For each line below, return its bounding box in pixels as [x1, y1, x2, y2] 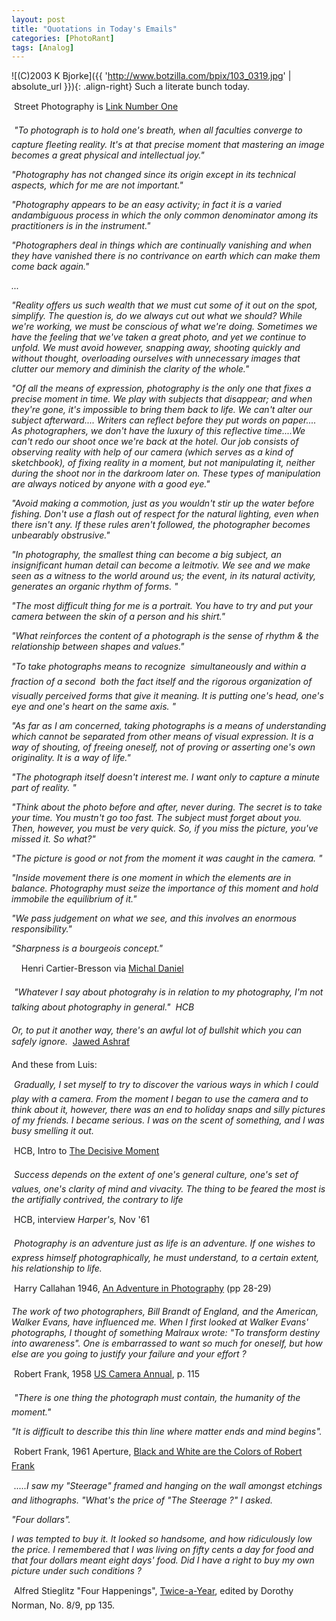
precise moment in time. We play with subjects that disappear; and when [11, 393, 313, 405]
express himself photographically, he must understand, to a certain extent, [11, 1252, 320, 1264]
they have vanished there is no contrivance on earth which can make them [11, 250, 321, 262]
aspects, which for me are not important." [11, 179, 184, 191]
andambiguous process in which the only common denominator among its [11, 209, 319, 221]
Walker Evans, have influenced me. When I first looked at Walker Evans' [11, 1316, 309, 1328]
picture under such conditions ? [11, 1565, 143, 1577]
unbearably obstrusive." [11, 529, 111, 541]
